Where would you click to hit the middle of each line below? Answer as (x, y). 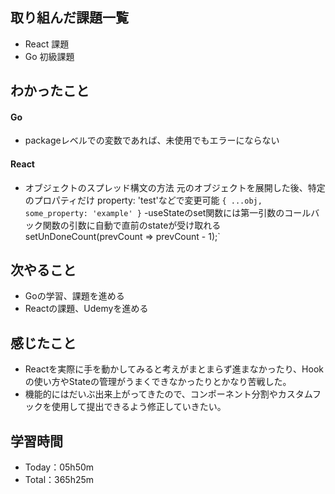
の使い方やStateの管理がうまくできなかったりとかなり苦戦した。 (158, 382)
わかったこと (50, 91)
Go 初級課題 (49, 56)
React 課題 (47, 44)
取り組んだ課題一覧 (69, 18)
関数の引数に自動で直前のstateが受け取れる (132, 225)
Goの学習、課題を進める (74, 296)
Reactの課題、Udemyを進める (86, 309)
